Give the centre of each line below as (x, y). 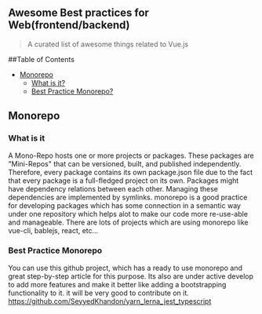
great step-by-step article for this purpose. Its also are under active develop (131, 276)
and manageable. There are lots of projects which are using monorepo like (128, 222)
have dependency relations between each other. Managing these (113, 188)
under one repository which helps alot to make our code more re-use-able (128, 214)
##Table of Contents (41, 59)
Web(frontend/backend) (69, 26)
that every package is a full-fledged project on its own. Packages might (124, 181)
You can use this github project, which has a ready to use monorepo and (126, 268)
